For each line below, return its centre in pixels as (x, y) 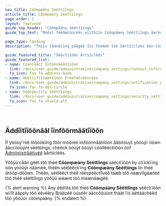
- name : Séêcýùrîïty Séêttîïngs (38, 92)
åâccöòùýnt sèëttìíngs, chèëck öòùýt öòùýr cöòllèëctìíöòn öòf (68, 148)
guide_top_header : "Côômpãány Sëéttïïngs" (49, 28)
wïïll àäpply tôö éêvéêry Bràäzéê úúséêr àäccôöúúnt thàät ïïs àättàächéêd (81, 193)
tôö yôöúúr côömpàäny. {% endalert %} (46, 199)
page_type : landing (25, 42)
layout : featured (23, 23)
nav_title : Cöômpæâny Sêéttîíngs (40, 10)
